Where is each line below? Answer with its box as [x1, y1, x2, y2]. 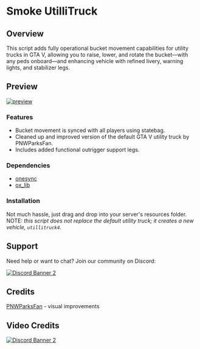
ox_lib [15, 181, 30, 189]
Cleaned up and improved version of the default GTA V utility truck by [15, 133, 190, 140]
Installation [6, 196, 41, 205]
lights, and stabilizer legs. [6, 64, 71, 71]
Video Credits [6, 320, 60, 331]
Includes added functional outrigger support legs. [15, 146, 140, 153]
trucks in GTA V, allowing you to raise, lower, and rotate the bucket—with [6, 51, 188, 58]
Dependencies [6, 161, 50, 170]
